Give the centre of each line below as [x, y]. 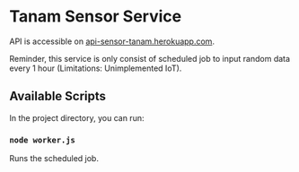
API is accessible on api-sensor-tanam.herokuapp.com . [112, 41]
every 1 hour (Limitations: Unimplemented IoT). [96, 68]
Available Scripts [57, 96]
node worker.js [43, 140]
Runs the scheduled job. [54, 159]
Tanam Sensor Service [96, 17]
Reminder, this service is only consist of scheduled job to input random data [149, 58]
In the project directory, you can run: [77, 117]
